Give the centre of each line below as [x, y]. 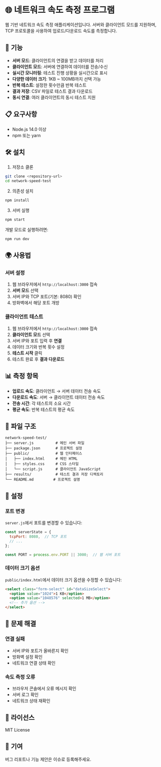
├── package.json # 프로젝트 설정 [44, 448]
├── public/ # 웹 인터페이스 [44, 454]
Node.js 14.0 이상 [29, 129]
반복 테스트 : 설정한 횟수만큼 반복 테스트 [49, 85]
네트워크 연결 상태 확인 [34, 663]
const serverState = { [28, 532]
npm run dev [17, 239]
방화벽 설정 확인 [27, 657]
